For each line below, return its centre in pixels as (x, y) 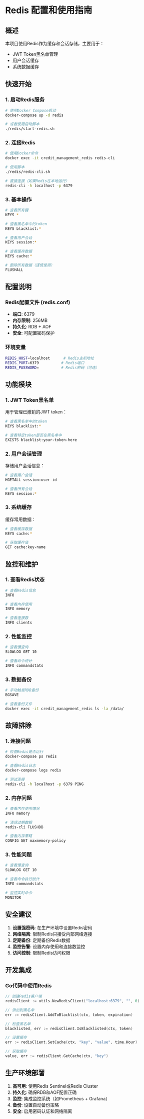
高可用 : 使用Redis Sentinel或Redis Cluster (55, 1086)
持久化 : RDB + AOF (32, 327)
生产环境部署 (25, 1073)
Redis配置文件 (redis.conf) (38, 302)
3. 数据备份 (18, 679)
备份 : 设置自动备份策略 (35, 1105)
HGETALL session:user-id (31, 480)
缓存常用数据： (20, 519)
